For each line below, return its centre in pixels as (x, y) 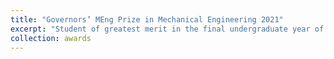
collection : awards (51, 38)
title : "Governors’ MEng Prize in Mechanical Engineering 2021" (147, 19)
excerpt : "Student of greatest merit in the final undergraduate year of (167, 29)
